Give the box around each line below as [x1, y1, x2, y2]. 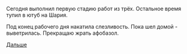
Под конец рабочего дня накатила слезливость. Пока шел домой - [6, 23, 178, 30]
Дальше [6, 41, 27, 48]
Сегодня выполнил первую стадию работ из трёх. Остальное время [6, 5, 182, 12]
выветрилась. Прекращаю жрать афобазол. [6, 29, 119, 37]
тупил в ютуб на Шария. [6, 11, 68, 19]
